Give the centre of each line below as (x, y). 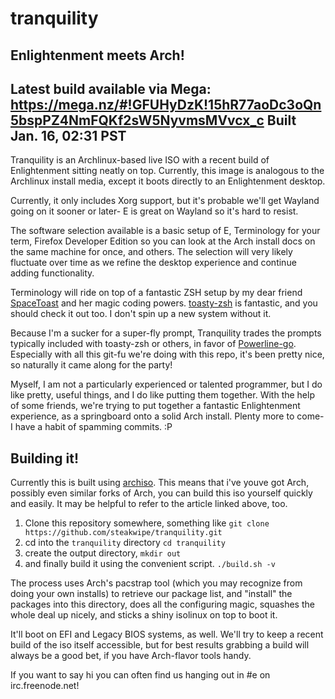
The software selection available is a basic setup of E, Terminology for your (165, 231)
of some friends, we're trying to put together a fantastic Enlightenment (155, 406)
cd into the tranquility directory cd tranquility (125, 543)
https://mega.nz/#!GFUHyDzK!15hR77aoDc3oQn (166, 104)
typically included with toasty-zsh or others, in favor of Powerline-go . (153, 344)
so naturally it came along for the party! (91, 365)
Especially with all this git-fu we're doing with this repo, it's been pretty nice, (167, 354)
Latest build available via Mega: (111, 88)
